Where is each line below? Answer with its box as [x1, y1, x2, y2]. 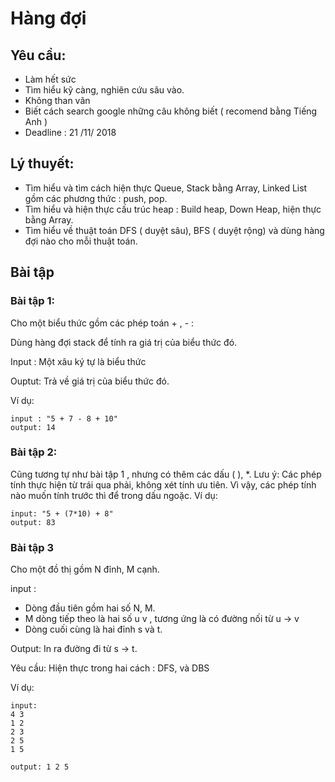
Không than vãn [24, 95, 91, 106]
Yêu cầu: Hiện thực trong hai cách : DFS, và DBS [10, 662, 210, 674]
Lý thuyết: [10, 155, 75, 172]
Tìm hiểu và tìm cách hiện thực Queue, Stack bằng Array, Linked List [24, 182, 308, 194]
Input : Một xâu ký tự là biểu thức [10, 355, 147, 367]
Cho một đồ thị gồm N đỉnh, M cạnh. [10, 563, 160, 576]
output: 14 [10, 422, 56, 432]
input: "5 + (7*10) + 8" [10, 508, 114, 519]
